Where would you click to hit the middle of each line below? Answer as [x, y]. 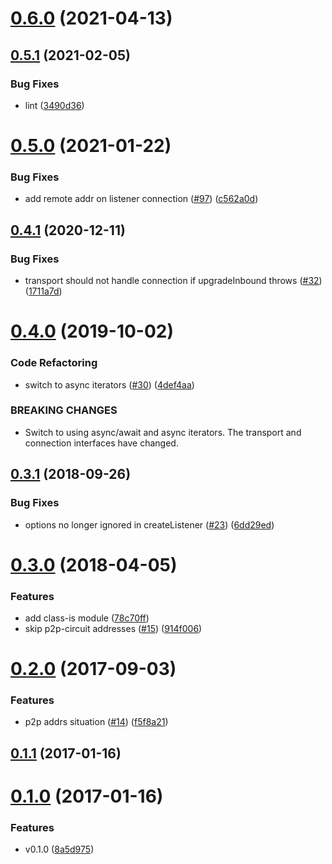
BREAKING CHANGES [64, 410]
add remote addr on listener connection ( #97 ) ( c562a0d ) [141, 199]
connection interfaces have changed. [101, 443]
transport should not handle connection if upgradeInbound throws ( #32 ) [173, 281]
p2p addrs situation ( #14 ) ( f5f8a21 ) [96, 722]
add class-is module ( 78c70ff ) [87, 618]
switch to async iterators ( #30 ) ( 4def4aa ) [109, 384]
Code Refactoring [54, 363]
